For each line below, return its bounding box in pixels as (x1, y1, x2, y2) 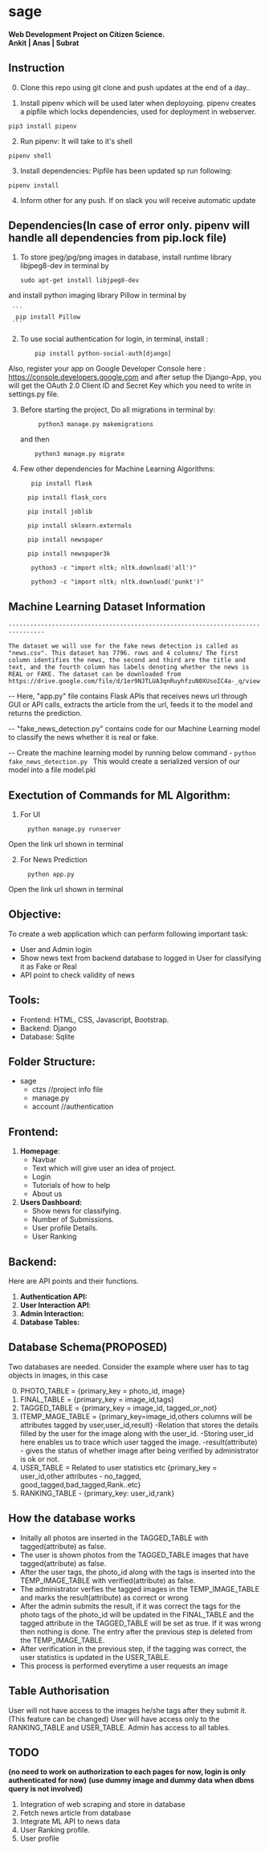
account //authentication (31, 1102, 114, 1112)
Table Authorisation (8, 1684, 110, 1698)
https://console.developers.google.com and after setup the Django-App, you (8, 372, 262, 382)
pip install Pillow (15, 313, 81, 321)
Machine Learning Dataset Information (8, 600, 206, 613)
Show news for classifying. (31, 1206, 122, 1216)
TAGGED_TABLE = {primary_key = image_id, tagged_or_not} (19, 1403, 218, 1413)
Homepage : (19, 1146, 60, 1156)
